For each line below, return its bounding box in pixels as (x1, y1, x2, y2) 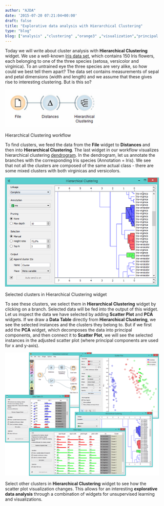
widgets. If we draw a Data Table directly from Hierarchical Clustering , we (5, 316, 156, 323)
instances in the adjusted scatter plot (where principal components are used (5, 337, 159, 343)
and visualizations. (5, 496, 42, 502)
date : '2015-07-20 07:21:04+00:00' (5, 13, 78, 18)
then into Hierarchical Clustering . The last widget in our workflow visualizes (5, 147, 159, 153)
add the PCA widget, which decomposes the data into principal (5, 327, 132, 333)
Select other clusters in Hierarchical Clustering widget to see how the (5, 481, 146, 487)
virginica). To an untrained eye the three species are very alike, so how (5, 64, 147, 69)
